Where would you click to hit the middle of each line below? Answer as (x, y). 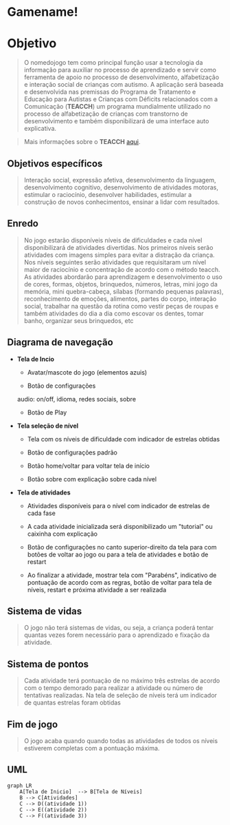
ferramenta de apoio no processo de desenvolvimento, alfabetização (122, 77)
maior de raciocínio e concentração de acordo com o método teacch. (122, 269)
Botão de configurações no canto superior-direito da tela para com (122, 547)
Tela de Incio (36, 359)
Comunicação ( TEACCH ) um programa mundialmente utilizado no (117, 107)
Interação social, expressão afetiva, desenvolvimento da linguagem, (120, 180)
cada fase (42, 513)
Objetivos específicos (55, 164)
